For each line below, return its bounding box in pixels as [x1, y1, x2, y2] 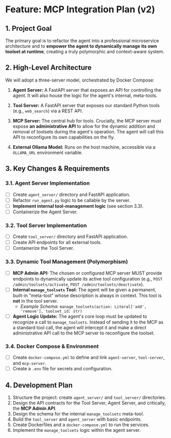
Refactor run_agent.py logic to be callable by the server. [12, 197, 131, 203]
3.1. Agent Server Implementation [5, 180, 90, 187]
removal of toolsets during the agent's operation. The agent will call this [12, 128, 164, 134]
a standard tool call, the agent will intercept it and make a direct [12, 324, 146, 330]
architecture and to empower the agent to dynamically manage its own [5, 43, 157, 49]
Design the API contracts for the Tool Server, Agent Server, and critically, [12, 400, 166, 406]
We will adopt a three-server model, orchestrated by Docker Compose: [5, 77, 155, 83]
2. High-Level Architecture [5, 63, 92, 72]
